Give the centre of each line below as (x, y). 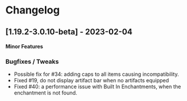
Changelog (33, 10)
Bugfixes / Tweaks (32, 62)
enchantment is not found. (45, 93)
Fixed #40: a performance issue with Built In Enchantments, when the (97, 87)
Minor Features (24, 47)
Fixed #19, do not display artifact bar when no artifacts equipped (91, 81)
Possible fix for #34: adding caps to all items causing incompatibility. (96, 74)
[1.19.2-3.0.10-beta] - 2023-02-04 (69, 32)
